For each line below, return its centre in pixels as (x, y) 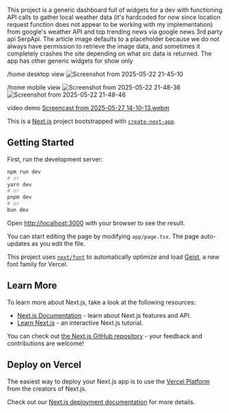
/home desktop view (36, 74)
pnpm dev (19, 197)
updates (19, 243)
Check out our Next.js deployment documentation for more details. (101, 402)
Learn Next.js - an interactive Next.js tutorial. (80, 323)
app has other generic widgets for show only (70, 61)
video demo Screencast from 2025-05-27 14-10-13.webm (88, 108)
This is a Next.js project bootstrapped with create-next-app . (92, 121)
